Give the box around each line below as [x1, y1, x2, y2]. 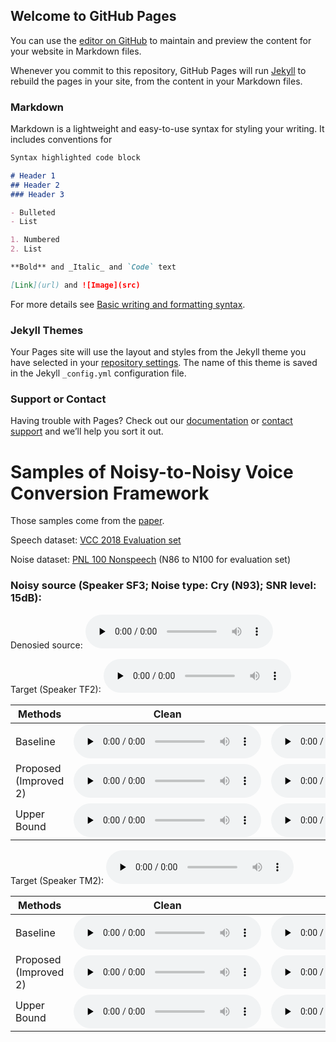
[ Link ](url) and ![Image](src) [10, 280, 141, 290]
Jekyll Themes [10, 323, 84, 337]
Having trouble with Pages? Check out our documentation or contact [10, 415, 293, 427]
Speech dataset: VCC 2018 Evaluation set [10, 534, 182, 546]
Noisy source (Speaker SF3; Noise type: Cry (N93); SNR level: [10, 579, 317, 593]
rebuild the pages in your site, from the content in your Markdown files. [10, 75, 303, 87]
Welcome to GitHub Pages [10, 8, 177, 25]
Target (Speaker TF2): [10, 683, 102, 695]
